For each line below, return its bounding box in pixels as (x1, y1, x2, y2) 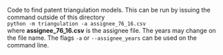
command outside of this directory (7, 13, 105, 21)
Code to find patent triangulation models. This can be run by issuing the (7, 6, 211, 14)
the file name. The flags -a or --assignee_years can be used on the (7, 34, 198, 42)
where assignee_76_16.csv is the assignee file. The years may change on (7, 27, 217, 34)
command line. (7, 41, 50, 49)
